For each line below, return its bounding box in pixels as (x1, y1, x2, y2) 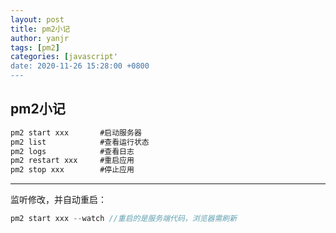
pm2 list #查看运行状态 (10, 137, 150, 147)
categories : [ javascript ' (10, 52, 118, 62)
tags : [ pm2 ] (10, 42, 60, 53)
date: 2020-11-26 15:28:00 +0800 (10, 61, 150, 71)
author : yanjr (10, 33, 70, 43)
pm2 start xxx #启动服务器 (10, 127, 142, 138)
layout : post (10, 14, 65, 25)
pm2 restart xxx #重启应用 (10, 156, 135, 166)
